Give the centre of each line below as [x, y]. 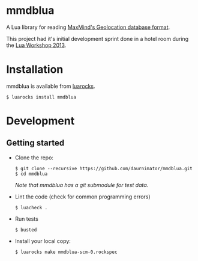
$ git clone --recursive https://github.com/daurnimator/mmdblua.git [104, 168]
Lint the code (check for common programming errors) [83, 197]
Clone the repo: [34, 158]
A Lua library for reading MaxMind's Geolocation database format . [88, 27]
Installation [35, 69]
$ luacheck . [31, 207]
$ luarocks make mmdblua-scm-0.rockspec [66, 252]
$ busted [26, 230]
